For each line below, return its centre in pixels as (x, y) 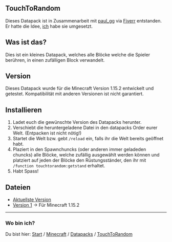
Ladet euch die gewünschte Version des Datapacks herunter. (77, 122)
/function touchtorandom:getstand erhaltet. (59, 166)
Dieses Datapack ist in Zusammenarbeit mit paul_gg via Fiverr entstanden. (84, 20)
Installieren (24, 110)
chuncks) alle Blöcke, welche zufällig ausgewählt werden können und (86, 155)
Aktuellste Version (32, 200)
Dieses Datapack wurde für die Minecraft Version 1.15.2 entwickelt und (80, 89)
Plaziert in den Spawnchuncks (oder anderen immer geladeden (79, 149)
